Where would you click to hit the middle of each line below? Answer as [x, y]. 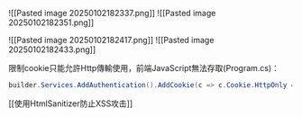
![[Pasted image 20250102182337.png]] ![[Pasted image [112, 13]
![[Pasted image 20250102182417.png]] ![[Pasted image [111, 40]
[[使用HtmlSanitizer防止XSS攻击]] [71, 103]
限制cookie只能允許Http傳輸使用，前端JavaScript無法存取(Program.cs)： [144, 68]
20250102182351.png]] [51, 22]
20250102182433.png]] [52, 49]
